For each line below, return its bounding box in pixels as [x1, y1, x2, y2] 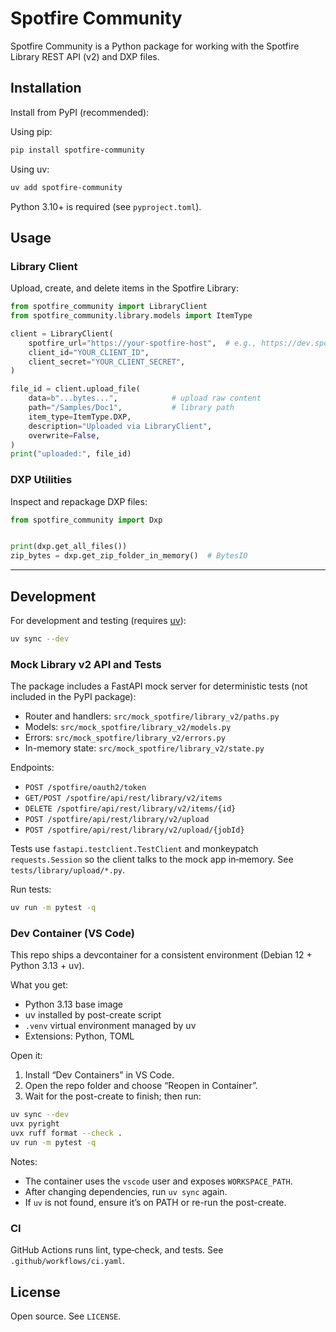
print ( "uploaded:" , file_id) [10, 449, 132, 459]
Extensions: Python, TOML [24, 1030, 135, 1042]
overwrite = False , [28, 430, 101, 441]
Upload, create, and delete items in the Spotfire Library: [10, 282, 240, 294]
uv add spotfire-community [10, 182, 123, 192]
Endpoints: [10, 762, 55, 774]
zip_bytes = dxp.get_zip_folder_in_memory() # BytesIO [10, 551, 248, 561]
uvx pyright [10, 1119, 60, 1129]
